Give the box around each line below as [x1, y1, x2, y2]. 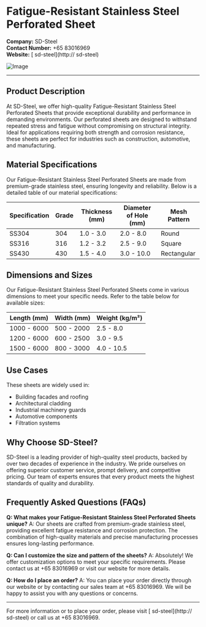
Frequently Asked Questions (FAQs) [6, 497, 147, 508]
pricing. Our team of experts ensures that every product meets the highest [6, 473, 194, 480]
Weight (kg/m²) [96, 314, 143, 322]
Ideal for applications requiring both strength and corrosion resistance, [6, 128, 185, 136]
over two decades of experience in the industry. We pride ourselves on [6, 460, 186, 467]
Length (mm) [9, 314, 49, 322]
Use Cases [6, 365, 48, 375]
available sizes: [6, 299, 45, 306]
